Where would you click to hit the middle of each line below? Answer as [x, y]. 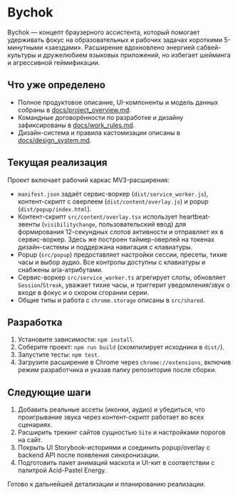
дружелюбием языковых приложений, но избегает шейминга [137, 55]
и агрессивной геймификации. [54, 62]
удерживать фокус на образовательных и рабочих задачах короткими [115, 39]
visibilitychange [69, 225]
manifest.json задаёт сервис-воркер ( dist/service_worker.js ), [113, 194]
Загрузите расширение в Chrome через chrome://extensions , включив [124, 362]
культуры [22, 55]
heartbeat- [195, 216]
